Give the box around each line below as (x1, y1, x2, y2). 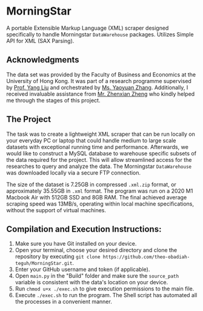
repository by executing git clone (15, 253, 101, 260)
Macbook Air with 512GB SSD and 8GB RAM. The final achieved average (6, 193, 187, 201)
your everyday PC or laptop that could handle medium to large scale (6, 136, 176, 144)
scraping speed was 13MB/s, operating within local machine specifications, (6, 200, 195, 207)
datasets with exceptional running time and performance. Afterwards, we (6, 143, 189, 150)
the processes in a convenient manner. (15, 298, 112, 306)
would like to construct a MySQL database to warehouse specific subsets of (6, 150, 197, 157)
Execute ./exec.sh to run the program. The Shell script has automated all (15, 292, 198, 299)
